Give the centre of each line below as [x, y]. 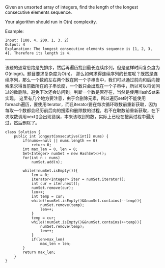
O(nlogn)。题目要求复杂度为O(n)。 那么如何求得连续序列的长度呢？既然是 [79, 74]
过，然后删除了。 [22, 123]
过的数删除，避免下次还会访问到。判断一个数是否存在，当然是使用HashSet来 [82, 92]
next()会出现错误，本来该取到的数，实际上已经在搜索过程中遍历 [90, 117]
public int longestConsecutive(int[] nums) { [61, 136]
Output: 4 [15, 45]
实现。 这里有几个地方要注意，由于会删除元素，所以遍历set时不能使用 [76, 98]
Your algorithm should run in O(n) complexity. [51, 22]
